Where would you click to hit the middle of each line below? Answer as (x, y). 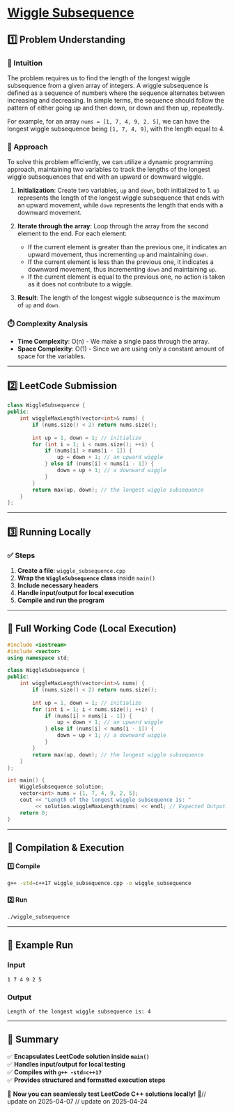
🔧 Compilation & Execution (66, 848)
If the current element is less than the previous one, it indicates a (120, 262)
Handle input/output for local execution (76, 592)
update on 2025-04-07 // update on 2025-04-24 (78, 1101)
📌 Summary (33, 1040)
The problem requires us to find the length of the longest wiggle (99, 78)
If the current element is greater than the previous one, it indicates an (127, 247)
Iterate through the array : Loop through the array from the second (113, 226)
